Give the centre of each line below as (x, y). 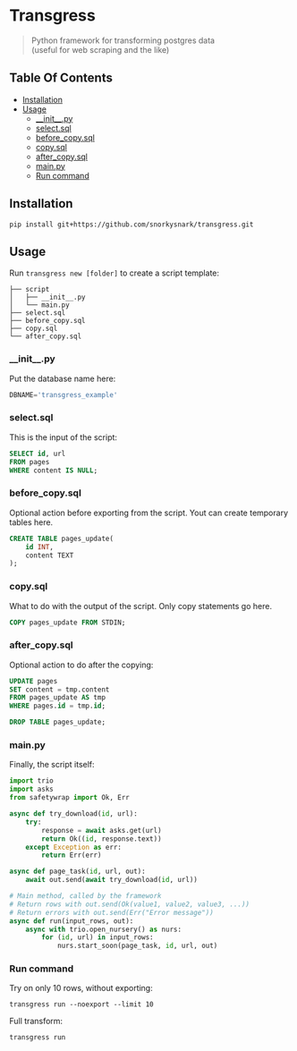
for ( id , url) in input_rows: (98, 937)
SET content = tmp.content (59, 690)
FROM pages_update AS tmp (57, 698)
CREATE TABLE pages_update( (62, 538)
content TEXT (50, 555)
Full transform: (36, 1021)
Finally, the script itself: (52, 765)
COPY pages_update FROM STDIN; (68, 623)
